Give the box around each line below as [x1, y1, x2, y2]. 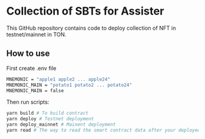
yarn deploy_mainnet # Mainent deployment [6, 121, 116, 128]
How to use [6, 49, 50, 59]
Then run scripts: [6, 98, 50, 106]
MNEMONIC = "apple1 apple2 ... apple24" [6, 76, 111, 83]
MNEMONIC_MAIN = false [6, 87, 64, 93]
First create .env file [6, 64, 57, 72]
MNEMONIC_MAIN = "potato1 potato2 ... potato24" [6, 82, 132, 88]
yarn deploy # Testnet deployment [6, 116, 95, 122]
